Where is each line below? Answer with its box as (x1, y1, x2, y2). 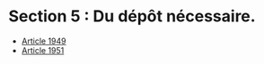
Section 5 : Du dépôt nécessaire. (8, 6, 257, 27)
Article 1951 (21, 44, 65, 55)
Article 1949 (21, 36, 66, 46)
